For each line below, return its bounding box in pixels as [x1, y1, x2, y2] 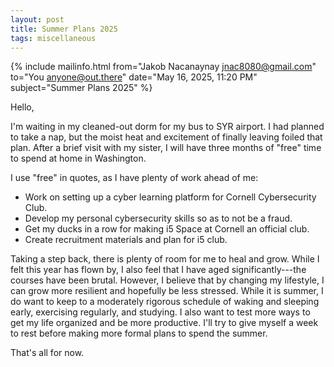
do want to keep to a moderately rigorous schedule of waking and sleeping [10, 296, 320, 308]
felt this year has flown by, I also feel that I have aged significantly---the [10, 264, 307, 276]
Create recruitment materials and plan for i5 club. [24, 234, 228, 246]
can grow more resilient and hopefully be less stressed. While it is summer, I [10, 285, 324, 297]
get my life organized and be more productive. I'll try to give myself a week [10, 317, 319, 329]
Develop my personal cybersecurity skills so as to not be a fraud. [24, 212, 293, 225]
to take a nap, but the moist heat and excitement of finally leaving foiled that [10, 131, 323, 143]
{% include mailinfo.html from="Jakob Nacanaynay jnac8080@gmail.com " [10, 61, 317, 73]
